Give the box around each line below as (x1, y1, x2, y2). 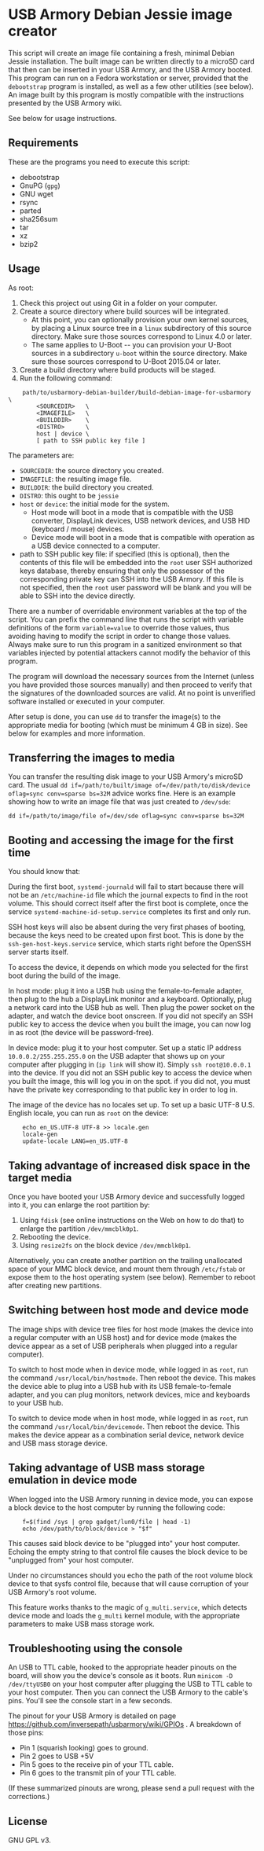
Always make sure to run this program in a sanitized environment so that (8, 639, 242, 649)
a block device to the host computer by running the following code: (8, 1503, 225, 1512)
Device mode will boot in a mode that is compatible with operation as (31, 532, 255, 542)
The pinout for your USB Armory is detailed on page (8, 1711, 177, 1721)
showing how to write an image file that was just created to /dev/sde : (8, 797, 232, 806)
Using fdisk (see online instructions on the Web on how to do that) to (19, 1216, 244, 1225)
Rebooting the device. (19, 1232, 91, 1241)
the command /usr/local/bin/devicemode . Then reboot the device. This (8, 1421, 240, 1431)
